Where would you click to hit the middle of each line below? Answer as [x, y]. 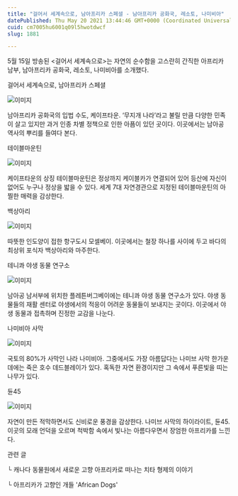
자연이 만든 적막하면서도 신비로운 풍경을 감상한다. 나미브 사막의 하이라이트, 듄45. [119, 422]
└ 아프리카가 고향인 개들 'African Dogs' [63, 485]
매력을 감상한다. [42, 196]
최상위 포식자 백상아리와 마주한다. [54, 250]
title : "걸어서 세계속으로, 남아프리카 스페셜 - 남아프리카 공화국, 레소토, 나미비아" [116, 14]
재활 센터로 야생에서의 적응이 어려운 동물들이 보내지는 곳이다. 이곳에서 [123, 304]
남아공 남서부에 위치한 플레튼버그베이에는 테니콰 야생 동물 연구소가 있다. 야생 [113, 296]
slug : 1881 [23, 34]
